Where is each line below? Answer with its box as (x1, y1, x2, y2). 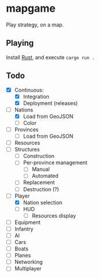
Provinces (14, 126, 39, 133)
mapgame (6, 2, 56, 15)
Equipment (14, 219, 41, 226)
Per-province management (23, 159, 88, 166)
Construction (23, 152, 55, 160)
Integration (23, 93, 49, 100)
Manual (31, 166, 50, 173)
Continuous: (14, 86, 44, 93)
